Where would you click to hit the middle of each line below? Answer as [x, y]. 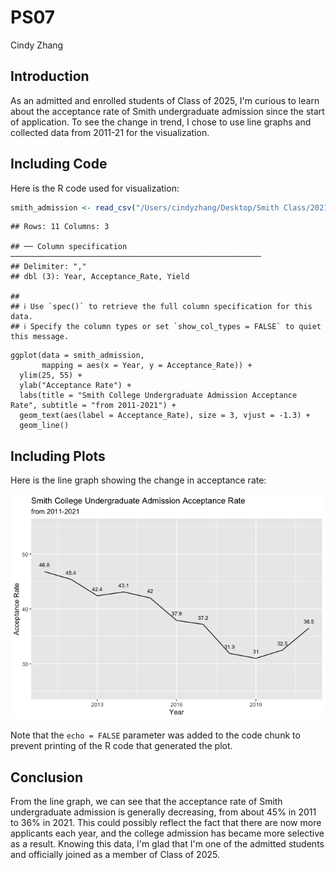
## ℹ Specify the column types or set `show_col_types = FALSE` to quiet [166, 327]
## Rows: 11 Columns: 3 [60, 227]
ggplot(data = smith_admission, [77, 356]
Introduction [50, 76]
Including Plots [58, 456]
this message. [40, 337]
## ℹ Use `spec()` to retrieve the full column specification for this [161, 307]
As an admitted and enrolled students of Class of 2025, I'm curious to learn [165, 100]
